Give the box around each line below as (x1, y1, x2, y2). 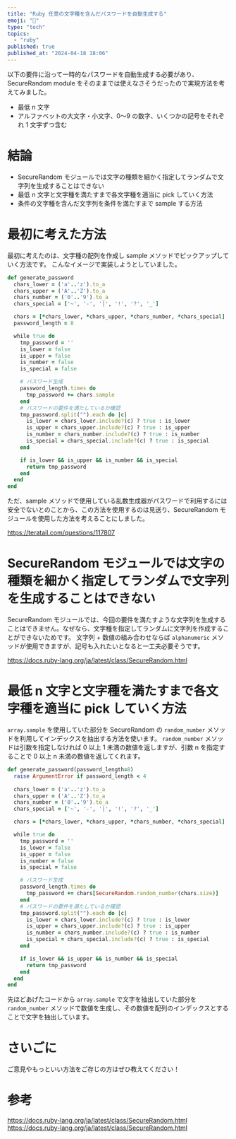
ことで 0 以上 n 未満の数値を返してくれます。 (13, 752, 144, 760)
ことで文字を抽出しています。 (7, 1012, 93, 1022)
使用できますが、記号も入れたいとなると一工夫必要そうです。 (25, 642, 204, 650)
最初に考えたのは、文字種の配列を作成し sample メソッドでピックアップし (7, 251, 223, 259)
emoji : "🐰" (7, 17, 39, 24)
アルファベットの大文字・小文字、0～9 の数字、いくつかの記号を (17, 111, 206, 120)
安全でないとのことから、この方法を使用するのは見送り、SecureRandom (7, 506, 218, 514)
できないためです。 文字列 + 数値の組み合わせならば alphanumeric (19, 633, 210, 642)
